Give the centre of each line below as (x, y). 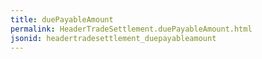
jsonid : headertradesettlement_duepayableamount (113, 38)
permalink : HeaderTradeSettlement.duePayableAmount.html (131, 29)
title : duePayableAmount (62, 19)
